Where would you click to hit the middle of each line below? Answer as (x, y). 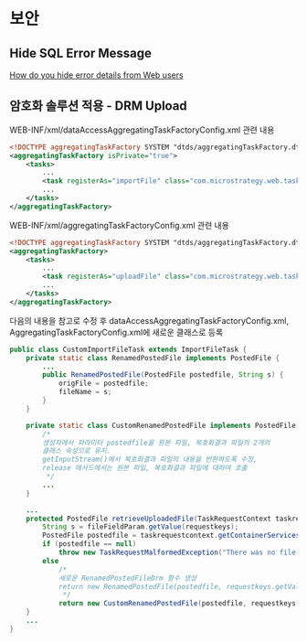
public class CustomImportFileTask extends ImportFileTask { (128, 349)
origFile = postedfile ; (103, 384)
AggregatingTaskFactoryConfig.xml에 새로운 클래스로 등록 (116, 332)
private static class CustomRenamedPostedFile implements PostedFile (161, 425)
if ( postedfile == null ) (90, 544)
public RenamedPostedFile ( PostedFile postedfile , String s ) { (163, 375)
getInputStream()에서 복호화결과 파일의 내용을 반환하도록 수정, (150, 460)
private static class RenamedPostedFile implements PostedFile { (153, 358)
